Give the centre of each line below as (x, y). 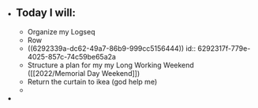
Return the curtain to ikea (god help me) (92, 81)
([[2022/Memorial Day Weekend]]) (84, 73)
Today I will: (46, 13)
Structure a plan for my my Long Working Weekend (111, 65)
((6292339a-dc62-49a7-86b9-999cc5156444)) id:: (112, 48)
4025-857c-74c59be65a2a (72, 56)
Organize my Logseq (61, 31)
